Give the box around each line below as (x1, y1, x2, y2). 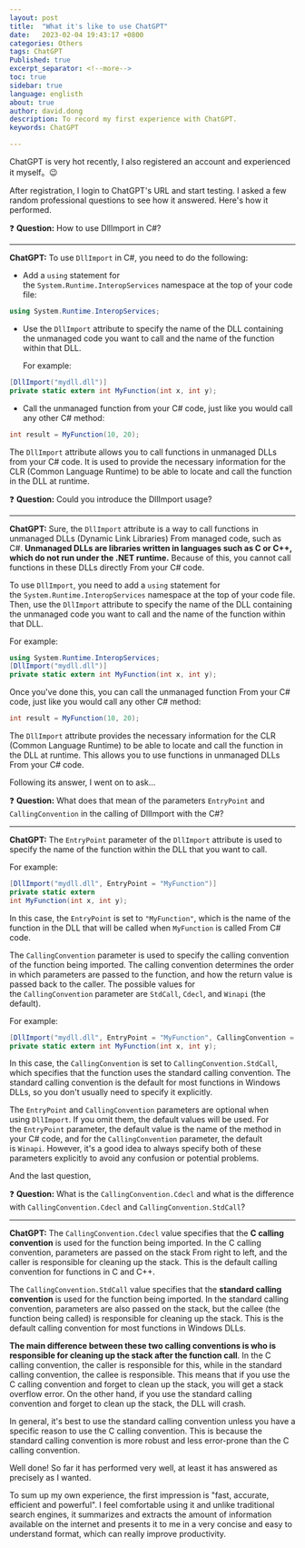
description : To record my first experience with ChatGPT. (9, 115, 238, 124)
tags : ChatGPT (9, 47, 64, 56)
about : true (9, 97, 54, 107)
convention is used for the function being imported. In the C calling (9, 1238, 261, 1249)
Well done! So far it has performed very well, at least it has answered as (9, 1463, 279, 1473)
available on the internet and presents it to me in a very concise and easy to (9, 1519, 293, 1530)
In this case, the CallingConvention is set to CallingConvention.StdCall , (9, 1058, 279, 1069)
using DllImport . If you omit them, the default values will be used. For (9, 1114, 270, 1125)
